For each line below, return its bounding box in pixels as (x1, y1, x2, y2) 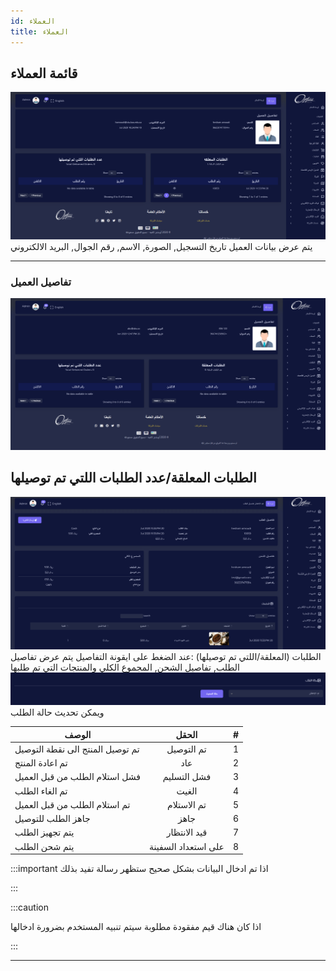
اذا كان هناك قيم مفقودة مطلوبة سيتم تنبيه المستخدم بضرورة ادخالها (10, 921, 262, 933)
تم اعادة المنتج (14, 757, 68, 769)
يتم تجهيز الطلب (14, 826, 75, 839)
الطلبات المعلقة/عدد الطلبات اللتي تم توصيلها (10, 470, 257, 487)
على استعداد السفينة (148, 840, 225, 852)
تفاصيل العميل (10, 275, 72, 289)
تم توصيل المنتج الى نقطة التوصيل (14, 743, 140, 755)
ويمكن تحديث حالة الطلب (10, 706, 105, 719)
